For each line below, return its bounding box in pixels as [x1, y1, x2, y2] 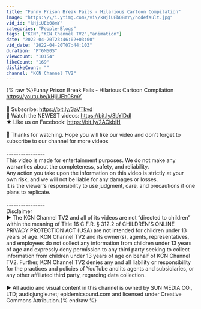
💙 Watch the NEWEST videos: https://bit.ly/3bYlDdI [6, 112, 132, 119]
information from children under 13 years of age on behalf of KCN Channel [6, 253, 190, 260]
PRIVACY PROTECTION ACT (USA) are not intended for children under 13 [6, 227, 187, 234]
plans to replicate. [6, 188, 51, 196]
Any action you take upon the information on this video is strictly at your [6, 169, 184, 177]
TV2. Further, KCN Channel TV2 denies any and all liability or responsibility [6, 259, 191, 266]
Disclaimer [6, 208, 33, 215]
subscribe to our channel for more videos [6, 137, 109, 145]
